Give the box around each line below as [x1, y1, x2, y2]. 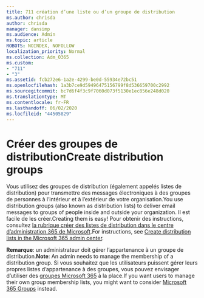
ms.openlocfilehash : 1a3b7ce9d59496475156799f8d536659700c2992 [6, 83, 170, 89]
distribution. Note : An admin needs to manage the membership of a [6, 253, 174, 260]
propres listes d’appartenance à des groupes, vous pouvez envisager [6, 266, 180, 273]
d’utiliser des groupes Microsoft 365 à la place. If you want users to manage [6, 272, 195, 280]
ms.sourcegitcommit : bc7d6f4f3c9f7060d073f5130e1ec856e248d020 [6, 88, 170, 94]
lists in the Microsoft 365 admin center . [6, 235, 104, 242]
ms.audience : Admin [6, 32, 56, 38]
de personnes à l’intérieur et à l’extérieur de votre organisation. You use [6, 196, 183, 203]
